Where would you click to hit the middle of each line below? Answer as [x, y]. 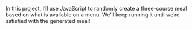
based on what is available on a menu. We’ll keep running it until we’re [93, 15]
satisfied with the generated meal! [48, 21]
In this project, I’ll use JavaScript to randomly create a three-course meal [96, 9]
